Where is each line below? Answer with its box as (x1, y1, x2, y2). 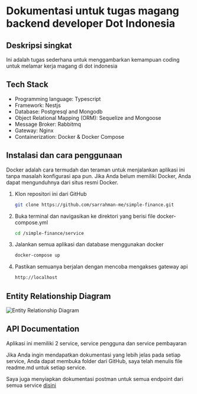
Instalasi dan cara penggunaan (6, 150, 122, 161)
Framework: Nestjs (14, 101, 61, 109)
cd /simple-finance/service (14, 230, 84, 236)
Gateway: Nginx (14, 126, 54, 134)
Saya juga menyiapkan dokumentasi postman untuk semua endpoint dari (6, 375, 183, 382)
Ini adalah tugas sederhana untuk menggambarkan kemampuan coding (6, 56, 180, 63)
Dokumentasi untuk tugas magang (6, 4, 179, 18)
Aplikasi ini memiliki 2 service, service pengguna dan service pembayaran (6, 339, 187, 347)
